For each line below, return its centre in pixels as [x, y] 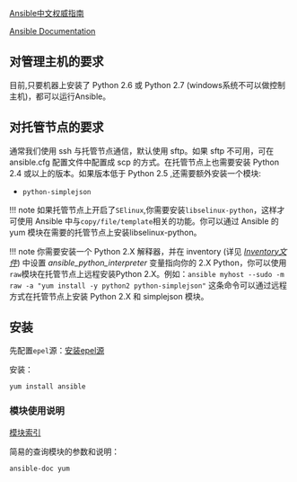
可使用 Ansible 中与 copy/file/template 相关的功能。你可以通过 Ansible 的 [144, 221]
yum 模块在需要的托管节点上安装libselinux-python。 [105, 232]
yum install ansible [48, 387]
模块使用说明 [37, 411]
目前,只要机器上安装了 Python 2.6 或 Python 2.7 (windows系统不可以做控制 [147, 85]
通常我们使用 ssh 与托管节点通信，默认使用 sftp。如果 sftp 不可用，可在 [142, 150]
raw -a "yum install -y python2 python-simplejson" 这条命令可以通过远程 [148, 285]
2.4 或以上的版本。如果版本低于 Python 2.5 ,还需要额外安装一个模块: [135, 173]
